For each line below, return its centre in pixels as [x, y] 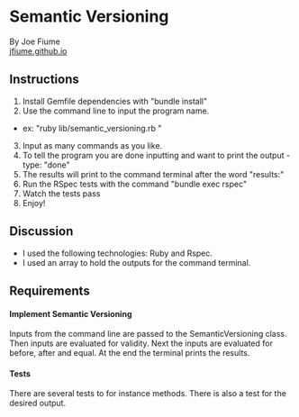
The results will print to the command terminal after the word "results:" [153, 174]
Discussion [41, 231]
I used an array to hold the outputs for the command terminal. [136, 262]
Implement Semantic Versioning [71, 313]
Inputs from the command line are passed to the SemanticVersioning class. [148, 334]
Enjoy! [34, 203]
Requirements [50, 290]
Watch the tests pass [61, 193]
